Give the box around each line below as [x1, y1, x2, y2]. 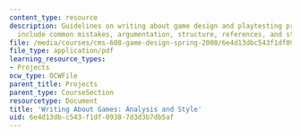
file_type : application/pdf [9, 47, 115, 55]
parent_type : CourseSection [9, 88, 115, 97]
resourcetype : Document [9, 96, 99, 106]
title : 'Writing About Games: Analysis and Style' [9, 105, 202, 114]
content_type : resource [9, 13, 99, 22]
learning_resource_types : [9, 55, 106, 64]
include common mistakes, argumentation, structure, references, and [17, 30, 282, 38]
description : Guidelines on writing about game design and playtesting [9, 21, 282, 30]
